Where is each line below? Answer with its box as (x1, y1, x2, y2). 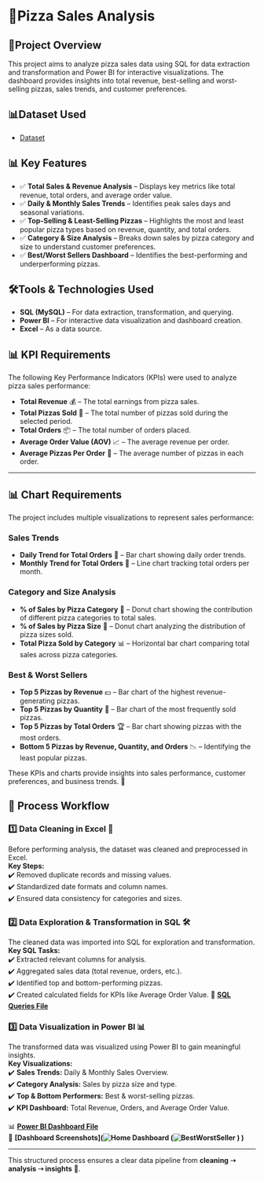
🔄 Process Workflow (8, 800, 110, 813)
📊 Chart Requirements (8, 487, 123, 502)
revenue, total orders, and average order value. (19, 190, 173, 200)
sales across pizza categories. (19, 649, 119, 659)
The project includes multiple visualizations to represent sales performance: (8, 513, 254, 522)
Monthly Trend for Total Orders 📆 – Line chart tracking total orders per (19, 558, 250, 568)
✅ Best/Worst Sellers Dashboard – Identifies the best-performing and (19, 250, 247, 259)
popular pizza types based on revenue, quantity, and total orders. (19, 224, 232, 234)
